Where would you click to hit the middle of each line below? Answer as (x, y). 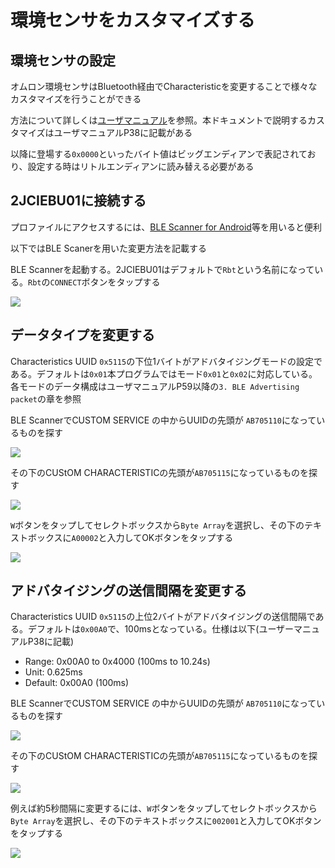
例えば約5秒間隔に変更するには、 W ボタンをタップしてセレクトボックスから (164, 808)
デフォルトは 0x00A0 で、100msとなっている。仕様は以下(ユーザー (161, 629)
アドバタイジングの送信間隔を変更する (128, 591)
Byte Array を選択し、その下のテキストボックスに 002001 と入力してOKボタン (166, 821)
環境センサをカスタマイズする (133, 20)
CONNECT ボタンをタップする (105, 282)
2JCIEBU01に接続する (78, 201)
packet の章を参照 (46, 398)
